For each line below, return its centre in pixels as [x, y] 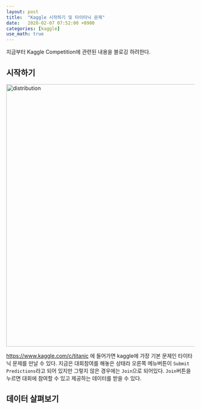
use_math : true [25, 34]
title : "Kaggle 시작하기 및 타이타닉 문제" [56, 17]
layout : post [22, 12]
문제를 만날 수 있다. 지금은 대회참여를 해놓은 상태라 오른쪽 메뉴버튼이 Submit [101, 363]
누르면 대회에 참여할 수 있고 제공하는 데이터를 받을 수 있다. [74, 378]
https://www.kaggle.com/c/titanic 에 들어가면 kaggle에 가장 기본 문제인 [92, 356]
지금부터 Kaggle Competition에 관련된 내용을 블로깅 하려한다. [78, 52]
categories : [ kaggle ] [33, 28]
